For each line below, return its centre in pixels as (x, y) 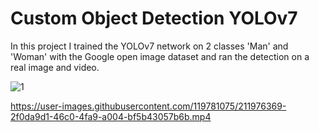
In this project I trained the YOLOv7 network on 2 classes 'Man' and (149, 46)
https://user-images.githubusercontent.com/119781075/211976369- (148, 106)
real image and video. (55, 67)
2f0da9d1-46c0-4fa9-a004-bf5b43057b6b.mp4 (111, 116)
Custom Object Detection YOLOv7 (154, 18)
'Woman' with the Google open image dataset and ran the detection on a (160, 56)
